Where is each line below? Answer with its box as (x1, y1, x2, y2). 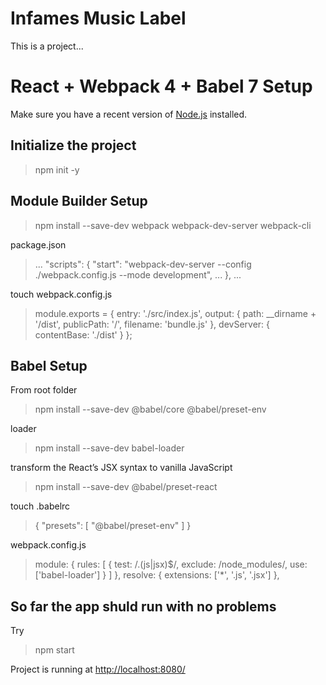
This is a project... (10, 40, 84, 52)
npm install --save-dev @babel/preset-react (34, 481, 218, 493)
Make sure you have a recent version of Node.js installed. (10, 108, 248, 120)
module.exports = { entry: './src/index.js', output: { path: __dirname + (34, 307, 317, 319)
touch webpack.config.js (10, 288, 113, 300)
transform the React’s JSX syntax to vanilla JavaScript (10, 462, 233, 474)
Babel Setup (10, 357, 88, 374)
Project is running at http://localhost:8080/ (10, 663, 186, 676)
